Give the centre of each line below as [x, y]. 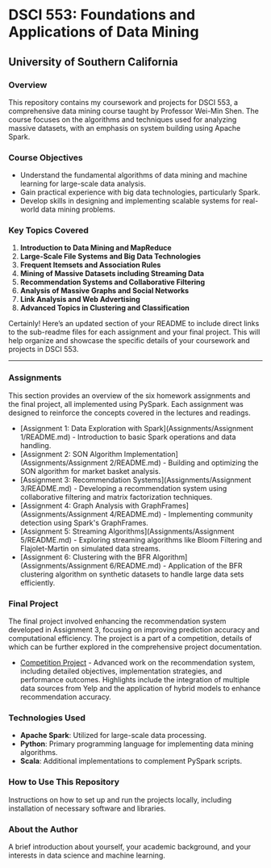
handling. [35, 445]
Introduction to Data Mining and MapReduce [96, 248]
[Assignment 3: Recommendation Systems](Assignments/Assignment [135, 480]
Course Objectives [46, 157]
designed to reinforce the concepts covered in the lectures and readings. [130, 413]
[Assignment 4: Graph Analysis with [79, 505]
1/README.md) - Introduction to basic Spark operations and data [128, 437]
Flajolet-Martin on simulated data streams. [90, 548]
